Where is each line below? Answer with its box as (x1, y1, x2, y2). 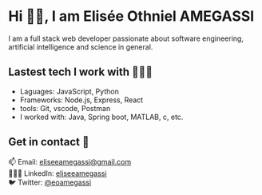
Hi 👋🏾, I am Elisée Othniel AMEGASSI (8, 7, 255, 26)
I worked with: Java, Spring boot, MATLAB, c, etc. (19, 112, 184, 121)
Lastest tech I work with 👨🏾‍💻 (8, 66, 153, 79)
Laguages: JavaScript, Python (19, 86, 120, 96)
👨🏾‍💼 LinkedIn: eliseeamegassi (8, 168, 107, 178)
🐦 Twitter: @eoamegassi (8, 177, 92, 187)
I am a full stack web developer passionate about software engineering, (8, 34, 244, 43)
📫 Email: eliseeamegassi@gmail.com (8, 157, 132, 166)
